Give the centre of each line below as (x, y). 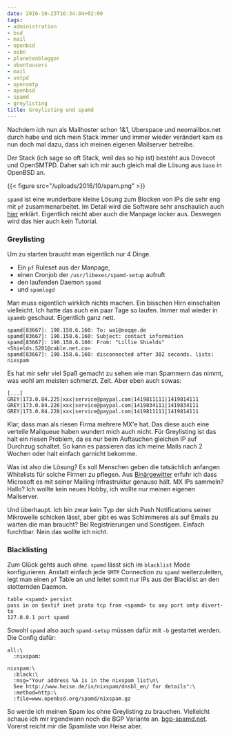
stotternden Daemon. (37, 587)
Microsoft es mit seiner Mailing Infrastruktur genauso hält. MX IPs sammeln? (115, 482)
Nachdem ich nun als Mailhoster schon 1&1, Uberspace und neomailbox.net (114, 129)
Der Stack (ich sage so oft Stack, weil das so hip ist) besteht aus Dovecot (111, 158)
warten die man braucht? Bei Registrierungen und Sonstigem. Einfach (106, 525)
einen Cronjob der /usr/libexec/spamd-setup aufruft (91, 275)
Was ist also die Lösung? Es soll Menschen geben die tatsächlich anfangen (114, 467)
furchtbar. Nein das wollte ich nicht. (58, 532)
